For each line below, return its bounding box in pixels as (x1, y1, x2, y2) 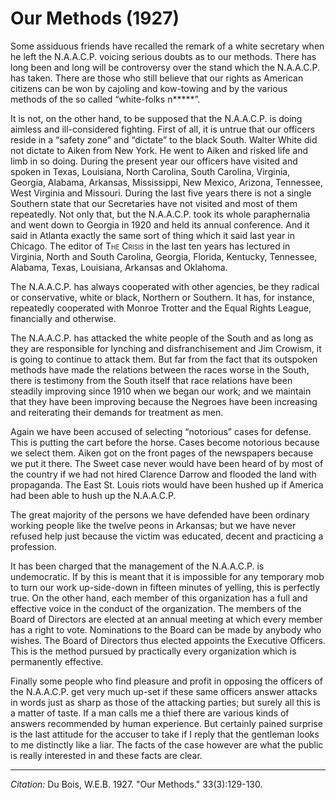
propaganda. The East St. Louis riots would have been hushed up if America (10, 478, 324, 491)
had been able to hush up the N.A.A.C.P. (10, 489, 177, 501)
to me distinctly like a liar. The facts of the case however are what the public (10, 738, 324, 751)
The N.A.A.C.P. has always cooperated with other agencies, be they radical (10, 280, 320, 292)
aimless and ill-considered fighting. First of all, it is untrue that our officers (10, 123, 316, 135)
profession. (10, 540, 57, 552)
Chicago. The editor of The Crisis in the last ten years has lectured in (10, 240, 291, 252)
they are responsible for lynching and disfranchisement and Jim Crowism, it (10, 342, 322, 354)
